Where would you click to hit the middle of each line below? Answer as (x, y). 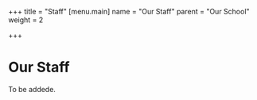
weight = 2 (26, 20)
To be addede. (32, 89)
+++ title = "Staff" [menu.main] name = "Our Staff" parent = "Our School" (129, 12)
